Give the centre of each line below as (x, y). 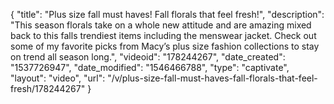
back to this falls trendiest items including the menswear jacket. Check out (163, 35)
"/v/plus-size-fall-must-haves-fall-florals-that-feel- (212, 78)
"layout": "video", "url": (58, 78)
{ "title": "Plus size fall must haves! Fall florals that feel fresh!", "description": (167, 14)
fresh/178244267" (48, 88)
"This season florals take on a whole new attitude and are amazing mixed (161, 25)
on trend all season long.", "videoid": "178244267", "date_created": (148, 57)
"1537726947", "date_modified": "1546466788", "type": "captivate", (150, 67)
